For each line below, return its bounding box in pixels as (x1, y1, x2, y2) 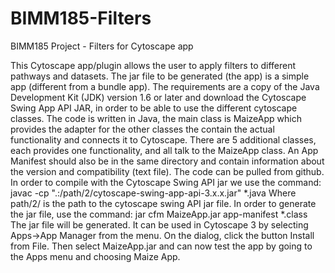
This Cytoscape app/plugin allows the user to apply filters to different (10, 59, 297, 71)
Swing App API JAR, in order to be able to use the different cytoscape (10, 102, 298, 114)
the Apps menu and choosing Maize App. (10, 250, 181, 262)
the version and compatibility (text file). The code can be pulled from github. (10, 165, 325, 177)
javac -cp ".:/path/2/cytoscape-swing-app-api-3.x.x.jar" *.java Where (10, 187, 297, 199)
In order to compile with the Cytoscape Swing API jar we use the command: (10, 176, 322, 188)
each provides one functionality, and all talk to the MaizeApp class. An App (10, 144, 319, 156)
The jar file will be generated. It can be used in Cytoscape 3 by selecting (10, 218, 309, 231)
